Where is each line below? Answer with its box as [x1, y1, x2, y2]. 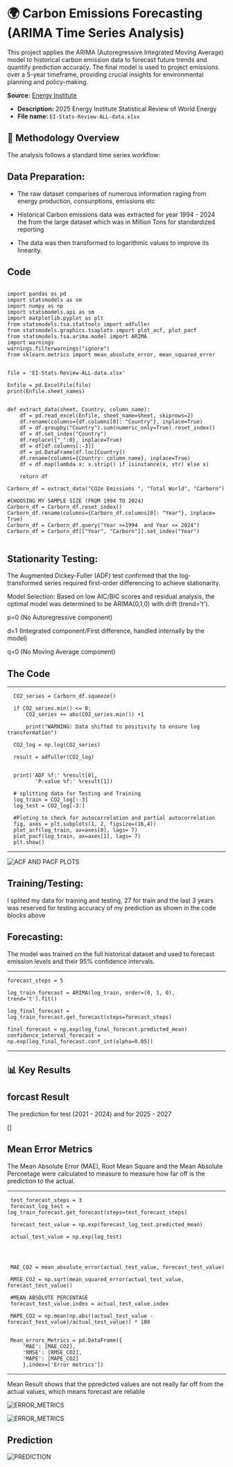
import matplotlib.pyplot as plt [7, 315, 104, 322]
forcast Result [7, 1091, 69, 1103]
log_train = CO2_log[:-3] [13, 796, 89, 803]
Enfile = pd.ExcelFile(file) [7, 382, 92, 389]
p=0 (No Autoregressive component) [7, 613, 113, 621]
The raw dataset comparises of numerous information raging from [17, 189, 207, 198]
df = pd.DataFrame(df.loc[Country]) [19, 449, 126, 456]
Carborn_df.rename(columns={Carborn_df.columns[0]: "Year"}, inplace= [7, 509, 216, 517]
